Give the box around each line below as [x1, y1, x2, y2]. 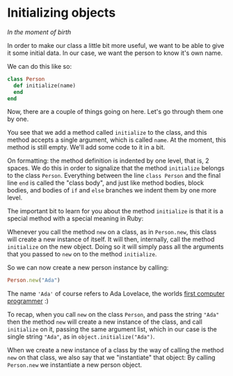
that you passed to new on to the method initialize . [7, 250, 157, 259]
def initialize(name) [13, 82, 77, 89]
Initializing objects [7, 5, 116, 21]
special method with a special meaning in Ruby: [7, 214, 144, 223]
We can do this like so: [7, 62, 72, 70]
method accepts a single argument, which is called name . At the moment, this [7, 136, 227, 144]
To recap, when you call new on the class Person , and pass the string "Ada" [7, 311, 220, 319]
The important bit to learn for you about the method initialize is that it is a [7, 207, 224, 215]
